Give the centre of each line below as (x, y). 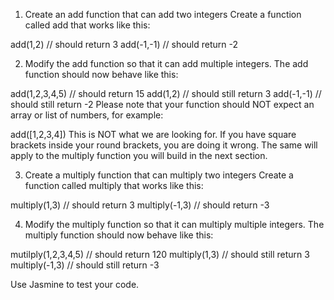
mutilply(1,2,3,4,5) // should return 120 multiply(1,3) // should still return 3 (160, 254)
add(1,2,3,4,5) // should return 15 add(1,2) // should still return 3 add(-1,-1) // (166, 93)
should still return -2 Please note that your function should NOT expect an (162, 104)
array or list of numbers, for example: (87, 115)
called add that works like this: (87, 25)
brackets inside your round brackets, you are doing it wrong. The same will (164, 145)
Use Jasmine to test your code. (75, 284)
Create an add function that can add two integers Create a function (163, 14)
